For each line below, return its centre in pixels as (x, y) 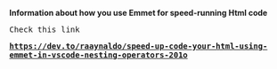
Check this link (45, 30)
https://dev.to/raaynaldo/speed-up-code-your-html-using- (138, 46)
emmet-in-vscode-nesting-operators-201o (99, 55)
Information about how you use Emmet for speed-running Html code (138, 13)
